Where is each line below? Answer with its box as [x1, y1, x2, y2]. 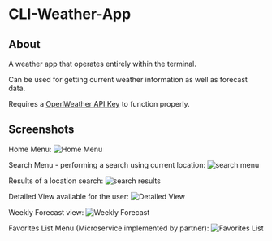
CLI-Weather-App [8, 5, 132, 24]
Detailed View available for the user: [8, 191, 130, 201]
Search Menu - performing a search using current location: [8, 160, 206, 169]
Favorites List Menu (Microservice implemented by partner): [8, 223, 209, 233]
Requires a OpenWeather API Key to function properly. [8, 99, 190, 108]
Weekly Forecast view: [8, 207, 84, 217]
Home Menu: [8, 144, 52, 154]
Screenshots [8, 123, 75, 137]
